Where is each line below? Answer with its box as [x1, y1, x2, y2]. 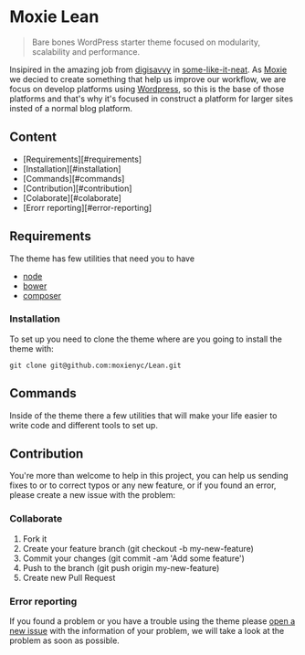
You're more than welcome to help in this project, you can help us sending [9, 470, 289, 481]
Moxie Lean [9, 6, 100, 27]
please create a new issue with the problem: [9, 490, 176, 501]
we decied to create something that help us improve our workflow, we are [9, 73, 287, 84]
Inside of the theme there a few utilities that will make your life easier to [9, 409, 278, 421]
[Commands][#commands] [22, 173, 125, 184]
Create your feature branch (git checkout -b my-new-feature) [22, 543, 254, 554]
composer [22, 290, 62, 301]
